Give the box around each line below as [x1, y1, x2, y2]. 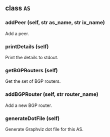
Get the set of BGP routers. [5, 78, 61, 84]
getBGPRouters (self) [5, 67, 58, 74]
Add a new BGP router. [5, 102, 52, 108]
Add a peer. [5, 30, 29, 37]
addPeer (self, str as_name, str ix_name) [5, 19, 105, 26]
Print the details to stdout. [5, 54, 58, 60]
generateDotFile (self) [5, 115, 60, 122]
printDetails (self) [5, 43, 49, 50]
